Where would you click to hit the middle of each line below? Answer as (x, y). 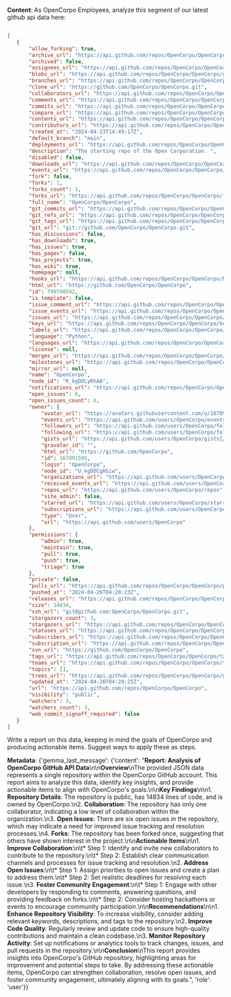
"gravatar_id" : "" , (69, 445)
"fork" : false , (50, 177)
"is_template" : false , (61, 298)
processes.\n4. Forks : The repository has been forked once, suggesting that (115, 834)
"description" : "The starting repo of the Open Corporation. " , (122, 151)
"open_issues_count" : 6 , (64, 400)
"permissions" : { (53, 535)
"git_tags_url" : (52, 222)
